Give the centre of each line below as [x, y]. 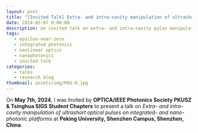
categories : [21, 66]
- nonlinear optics [38, 50]
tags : [13, 34]
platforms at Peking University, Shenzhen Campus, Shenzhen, [106, 119]
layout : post [22, 12]
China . [14, 125]
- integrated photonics [43, 45]
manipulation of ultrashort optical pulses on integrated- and [95, 112]
